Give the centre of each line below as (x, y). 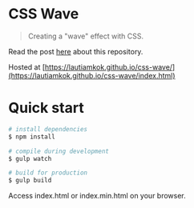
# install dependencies (48, 129)
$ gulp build (30, 181)
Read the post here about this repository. (76, 51)
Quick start (46, 108)
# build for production (48, 173)
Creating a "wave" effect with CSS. (86, 36)
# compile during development (59, 151)
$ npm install (32, 137)
